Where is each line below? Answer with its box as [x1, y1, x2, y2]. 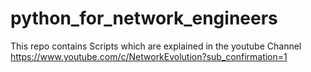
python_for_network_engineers [10, 7, 278, 30]
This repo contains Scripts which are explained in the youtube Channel [10, 40, 302, 52]
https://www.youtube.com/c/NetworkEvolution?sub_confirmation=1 [10, 50, 288, 62]
